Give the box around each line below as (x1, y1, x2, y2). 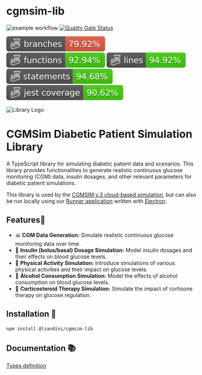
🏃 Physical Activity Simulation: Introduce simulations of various (14, 259, 175, 266)
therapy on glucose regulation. (14, 291, 92, 298)
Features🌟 (6, 215, 46, 225)
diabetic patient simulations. (6, 179, 77, 187)
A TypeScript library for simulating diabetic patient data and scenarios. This (6, 160, 194, 167)
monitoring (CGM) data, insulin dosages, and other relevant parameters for (6, 173, 192, 180)
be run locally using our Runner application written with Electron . (6, 197, 167, 205)
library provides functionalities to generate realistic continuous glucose (6, 166, 183, 173)
